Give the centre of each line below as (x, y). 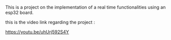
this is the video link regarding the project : (50, 22)
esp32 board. (19, 12)
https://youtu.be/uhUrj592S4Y (37, 32)
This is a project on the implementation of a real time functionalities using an (86, 7)
